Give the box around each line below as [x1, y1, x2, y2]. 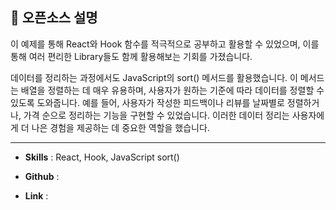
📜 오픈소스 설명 [10, 9, 98, 27]
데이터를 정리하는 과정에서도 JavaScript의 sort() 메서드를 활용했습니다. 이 [10, 71, 298, 83]
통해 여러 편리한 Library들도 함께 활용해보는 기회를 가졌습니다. [10, 50, 253, 62]
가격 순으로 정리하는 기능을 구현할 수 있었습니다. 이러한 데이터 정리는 [23, 109, 290, 121]
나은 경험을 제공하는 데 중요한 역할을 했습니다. [31, 121, 210, 133]
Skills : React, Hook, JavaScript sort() [24, 151, 180, 163]
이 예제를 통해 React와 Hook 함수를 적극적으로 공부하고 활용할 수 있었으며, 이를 [10, 38, 320, 50]
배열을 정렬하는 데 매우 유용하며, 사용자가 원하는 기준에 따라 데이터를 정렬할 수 [20, 84, 325, 96]
